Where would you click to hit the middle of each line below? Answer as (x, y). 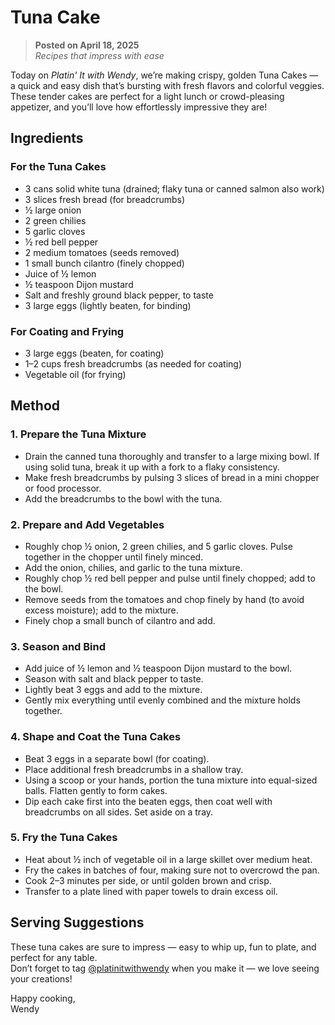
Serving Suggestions (77, 922)
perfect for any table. (54, 957)
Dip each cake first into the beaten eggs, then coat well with (148, 801)
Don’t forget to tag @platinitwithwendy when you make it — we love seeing (165, 968)
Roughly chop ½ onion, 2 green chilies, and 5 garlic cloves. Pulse (159, 546)
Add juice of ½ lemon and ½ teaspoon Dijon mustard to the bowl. (158, 668)
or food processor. (63, 488)
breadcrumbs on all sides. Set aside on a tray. (119, 812)
